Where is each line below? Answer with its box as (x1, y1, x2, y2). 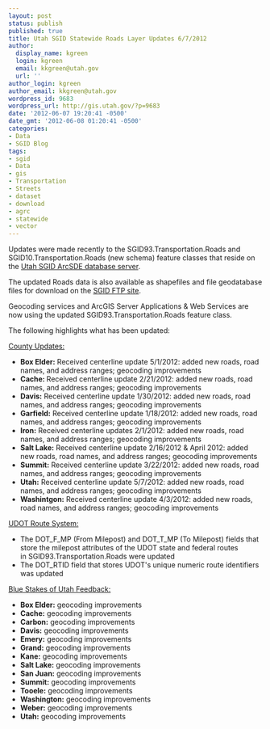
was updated (19, 569, 64, 579)
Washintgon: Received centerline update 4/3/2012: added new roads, (19, 495, 253, 504)
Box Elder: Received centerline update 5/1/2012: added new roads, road (19, 357, 260, 367)
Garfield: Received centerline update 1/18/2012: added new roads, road (19, 409, 258, 419)
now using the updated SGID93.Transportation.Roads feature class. (8, 310, 232, 320)
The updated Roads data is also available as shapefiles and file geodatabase (8, 277, 263, 287)
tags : (8, 147, 27, 155)
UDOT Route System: (8, 519, 79, 529)
